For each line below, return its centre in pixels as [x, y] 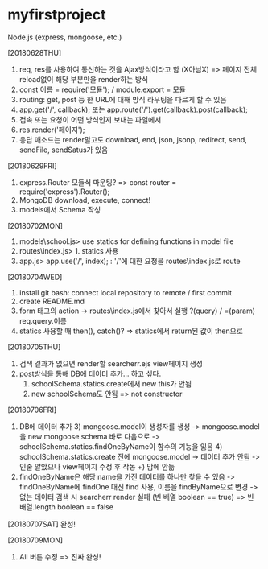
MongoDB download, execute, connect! [85, 200]
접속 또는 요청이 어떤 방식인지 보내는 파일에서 [90, 119]
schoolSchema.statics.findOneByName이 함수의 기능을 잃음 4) [121, 446]
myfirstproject [57, 15]
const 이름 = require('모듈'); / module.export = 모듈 [102, 89]
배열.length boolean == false [66, 507]
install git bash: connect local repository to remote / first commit [126, 292]
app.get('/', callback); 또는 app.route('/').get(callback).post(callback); [134, 109]
